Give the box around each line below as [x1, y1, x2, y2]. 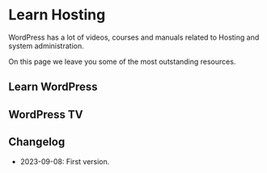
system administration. [8, 40, 84, 50]
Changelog [8, 135, 66, 149]
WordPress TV [8, 108, 83, 121]
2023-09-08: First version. [19, 156, 110, 167]
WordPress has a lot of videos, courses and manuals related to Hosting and [8, 32, 260, 42]
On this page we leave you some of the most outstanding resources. [8, 57, 236, 66]
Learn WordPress [8, 80, 99, 94]
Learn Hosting [8, 6, 106, 24]
